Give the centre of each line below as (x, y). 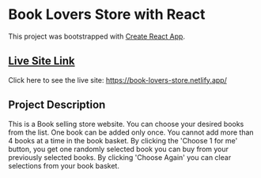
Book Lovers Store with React (107, 15)
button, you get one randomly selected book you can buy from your (119, 149)
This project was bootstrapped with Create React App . (97, 36)
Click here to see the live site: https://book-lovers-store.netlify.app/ (117, 80)
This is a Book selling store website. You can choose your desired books (126, 124)
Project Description (57, 105)
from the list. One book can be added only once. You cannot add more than (131, 132)
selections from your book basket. (64, 165)
